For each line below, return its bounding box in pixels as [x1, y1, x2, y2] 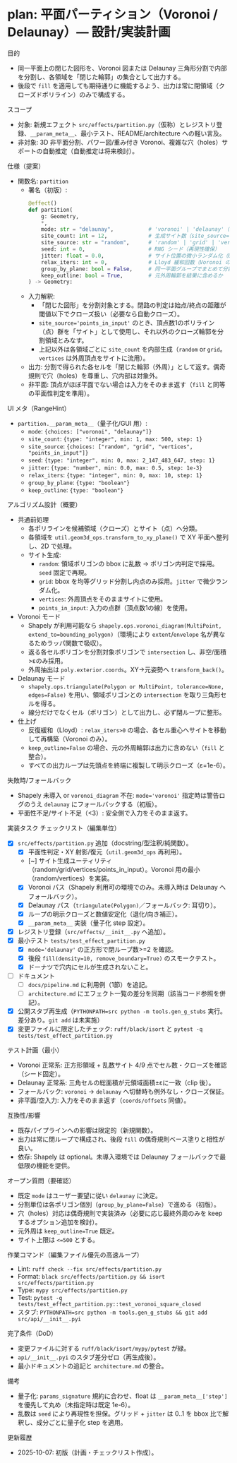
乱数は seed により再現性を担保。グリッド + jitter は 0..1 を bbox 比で [17, 1409, 223, 1418]
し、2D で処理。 [28, 542, 76, 551]
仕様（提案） [7, 162, 44, 170]
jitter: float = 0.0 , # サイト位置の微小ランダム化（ [41, 252, 229, 259]
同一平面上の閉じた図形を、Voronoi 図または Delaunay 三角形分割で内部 [17, 64, 228, 72]
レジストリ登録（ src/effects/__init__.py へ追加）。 [17, 927, 170, 936]
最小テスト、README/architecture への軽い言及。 [80, 129, 226, 138]
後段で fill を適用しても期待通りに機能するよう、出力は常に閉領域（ [17, 81, 219, 90]
